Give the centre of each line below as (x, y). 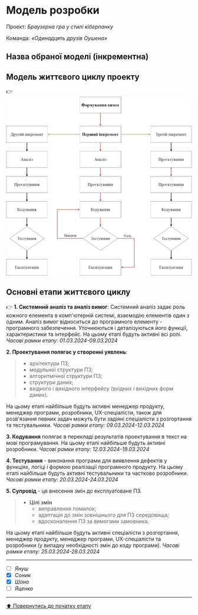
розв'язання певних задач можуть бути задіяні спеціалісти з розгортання (99, 419)
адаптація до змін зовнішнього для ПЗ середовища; (103, 514)
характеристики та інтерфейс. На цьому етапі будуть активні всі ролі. (94, 334)
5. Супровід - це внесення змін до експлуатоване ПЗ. (74, 491)
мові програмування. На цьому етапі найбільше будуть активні (86, 443)
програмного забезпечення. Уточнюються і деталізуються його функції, (97, 328)
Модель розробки (53, 10)
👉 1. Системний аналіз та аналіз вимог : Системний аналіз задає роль (96, 307)
